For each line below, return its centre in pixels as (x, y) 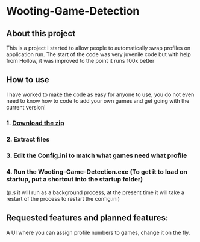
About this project (41, 34)
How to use (28, 80)
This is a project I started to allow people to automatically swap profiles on (98, 48)
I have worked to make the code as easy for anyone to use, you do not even (100, 94)
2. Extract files (28, 139)
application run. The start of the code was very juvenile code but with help (98, 54)
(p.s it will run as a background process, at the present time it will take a (95, 192)
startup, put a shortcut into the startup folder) (75, 179)
